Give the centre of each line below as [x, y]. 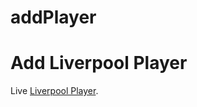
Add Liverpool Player [99, 63]
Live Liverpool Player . [54, 91]
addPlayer [53, 17]
